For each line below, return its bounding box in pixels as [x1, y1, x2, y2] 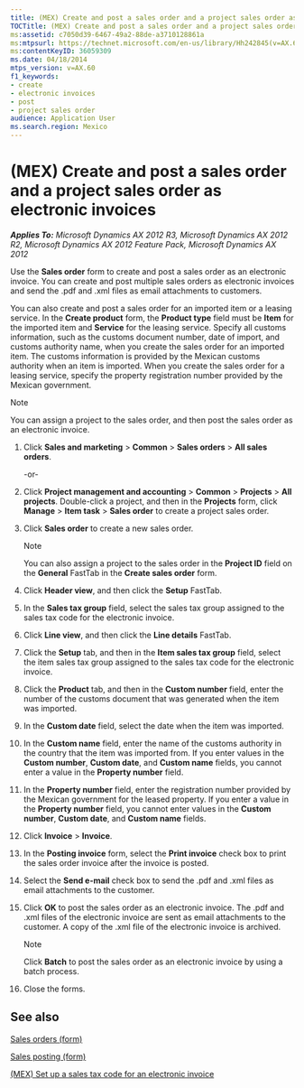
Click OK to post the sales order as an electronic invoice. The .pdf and [23, 902, 285, 913]
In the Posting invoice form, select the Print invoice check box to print [23, 848, 287, 859]
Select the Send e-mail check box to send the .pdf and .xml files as [23, 875, 274, 886]
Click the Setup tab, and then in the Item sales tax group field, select [23, 646, 281, 657]
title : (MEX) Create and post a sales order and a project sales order [10, 13, 285, 23]
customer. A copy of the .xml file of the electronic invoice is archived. [23, 921, 281, 932]
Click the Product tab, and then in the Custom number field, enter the [23, 683, 284, 694]
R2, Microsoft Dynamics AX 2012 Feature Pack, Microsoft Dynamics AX [10, 238, 277, 249]
